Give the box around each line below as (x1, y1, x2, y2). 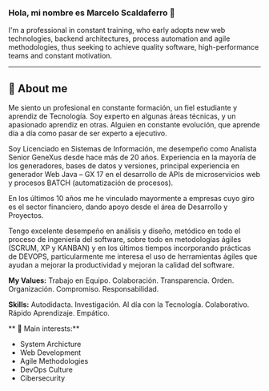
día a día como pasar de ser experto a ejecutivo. (8, 128, 168, 139)
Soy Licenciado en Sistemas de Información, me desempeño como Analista (8, 144, 258, 154)
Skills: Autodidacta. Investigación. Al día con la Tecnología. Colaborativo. (8, 300, 250, 309)
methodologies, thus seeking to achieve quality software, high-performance (8, 42, 259, 52)
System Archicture (19, 340, 82, 349)
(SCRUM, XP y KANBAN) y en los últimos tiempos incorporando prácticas (8, 244, 251, 253)
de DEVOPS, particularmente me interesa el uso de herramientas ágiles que (8, 252, 258, 261)
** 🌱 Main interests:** (8, 324, 80, 333)
